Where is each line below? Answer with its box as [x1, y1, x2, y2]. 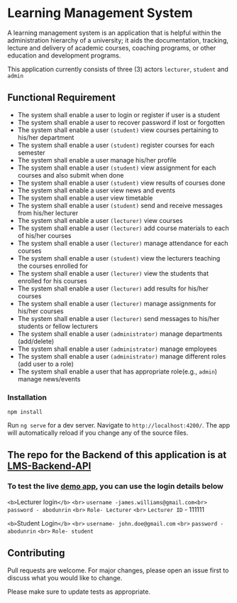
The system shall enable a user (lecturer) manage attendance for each [17, 239, 228, 247]
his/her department [17, 133, 75, 141]
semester [17, 148, 46, 157]
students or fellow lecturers [17, 322, 98, 330]
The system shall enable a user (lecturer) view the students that [17, 268, 209, 278]
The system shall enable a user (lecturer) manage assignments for [17, 299, 216, 308]
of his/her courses [17, 231, 72, 239]
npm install [7, 408, 43, 416]
